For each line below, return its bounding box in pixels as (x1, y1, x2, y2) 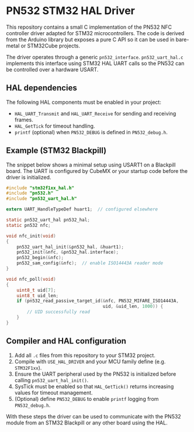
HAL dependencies (6, 83, 77, 93)
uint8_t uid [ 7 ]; (16, 287, 57, 293)
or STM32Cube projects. (20, 42, 81, 49)
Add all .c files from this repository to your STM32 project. (14, 352, 156, 359)
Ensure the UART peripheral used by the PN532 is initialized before (14, 370, 176, 377)
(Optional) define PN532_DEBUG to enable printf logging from (14, 395, 159, 402)
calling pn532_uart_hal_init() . (14, 376, 89, 383)
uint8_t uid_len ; (16, 292, 59, 298)
